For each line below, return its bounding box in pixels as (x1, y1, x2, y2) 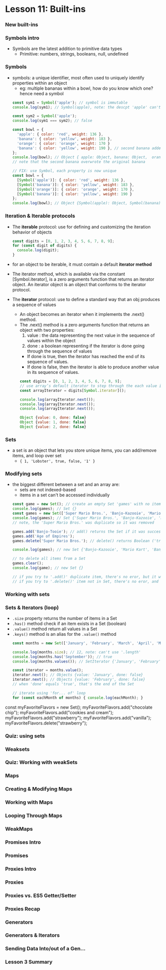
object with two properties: (19, 327, 75, 333)
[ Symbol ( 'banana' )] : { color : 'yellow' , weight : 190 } (17, 191, 132, 196)
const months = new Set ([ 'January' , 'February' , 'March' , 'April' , (12, 641, 155, 646)
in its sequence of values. (27, 369, 80, 375)
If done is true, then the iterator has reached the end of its (27, 354, 145, 359)
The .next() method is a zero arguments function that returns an (19, 322, 150, 328)
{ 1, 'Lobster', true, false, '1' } (19, 459, 95, 464)
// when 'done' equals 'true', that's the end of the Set (12, 682, 134, 687)
